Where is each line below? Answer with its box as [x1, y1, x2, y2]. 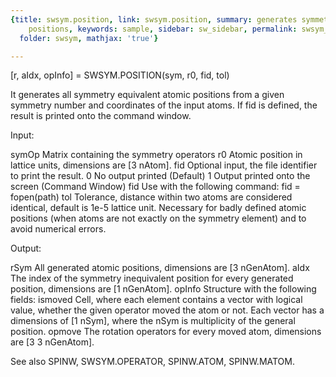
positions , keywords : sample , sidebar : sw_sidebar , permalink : [28, 24, 298, 34]
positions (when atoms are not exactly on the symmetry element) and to [10, 212, 307, 225]
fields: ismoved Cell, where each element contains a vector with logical [10, 294, 303, 306]
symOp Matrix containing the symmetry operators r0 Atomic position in [10, 149, 303, 161]
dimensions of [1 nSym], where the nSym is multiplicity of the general [10, 315, 296, 327]
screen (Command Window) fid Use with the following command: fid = [10, 181, 301, 193]
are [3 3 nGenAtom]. [10, 336, 95, 348]
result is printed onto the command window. [10, 110, 192, 122]
